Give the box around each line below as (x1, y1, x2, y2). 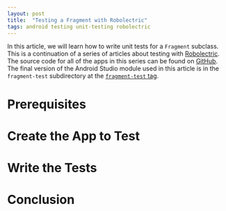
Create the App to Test (7, 128, 140, 143)
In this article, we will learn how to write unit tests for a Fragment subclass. (7, 42, 219, 51)
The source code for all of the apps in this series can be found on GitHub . (7, 57, 218, 65)
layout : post (7, 10, 45, 17)
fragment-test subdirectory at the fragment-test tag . (7, 72, 159, 80)
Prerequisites (7, 96, 87, 112)
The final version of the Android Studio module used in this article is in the (7, 64, 219, 73)
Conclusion (7, 192, 75, 208)
